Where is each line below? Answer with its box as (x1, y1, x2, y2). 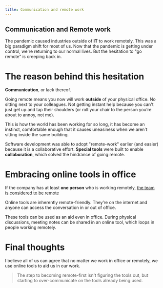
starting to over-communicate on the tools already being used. (17, 278, 143, 284)
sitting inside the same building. (5, 132, 69, 138)
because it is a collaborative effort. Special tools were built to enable (5, 146, 144, 152)
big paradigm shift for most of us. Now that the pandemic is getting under (5, 43, 153, 49)
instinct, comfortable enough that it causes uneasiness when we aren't (5, 126, 148, 132)
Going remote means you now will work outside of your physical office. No (5, 96, 156, 103)
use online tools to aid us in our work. (5, 263, 81, 269)
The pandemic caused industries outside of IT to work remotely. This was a (5, 38, 157, 44)
